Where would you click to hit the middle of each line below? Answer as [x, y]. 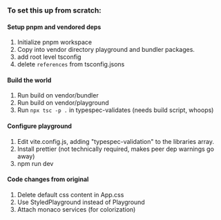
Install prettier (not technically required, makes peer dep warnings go [115, 149]
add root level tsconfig [49, 57]
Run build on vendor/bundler [58, 95]
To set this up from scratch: [54, 10]
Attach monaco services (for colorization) [76, 209]
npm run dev [35, 163]
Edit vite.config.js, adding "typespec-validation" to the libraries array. [115, 141]
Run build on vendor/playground [63, 103]
